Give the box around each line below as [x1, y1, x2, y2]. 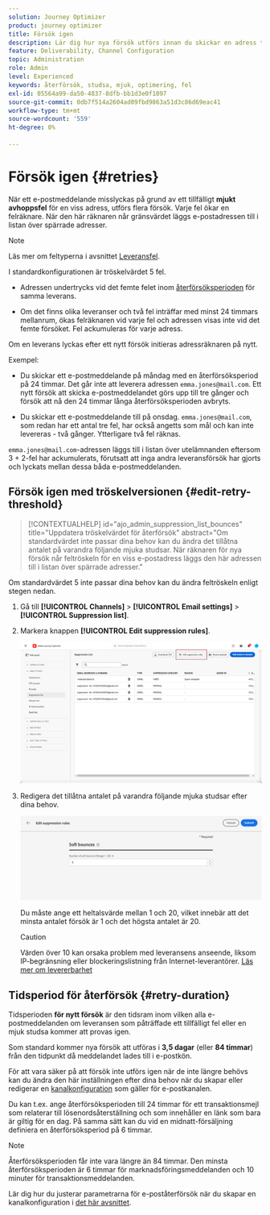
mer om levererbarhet [19, 965, 92, 975]
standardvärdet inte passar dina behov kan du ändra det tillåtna [27, 536, 239, 545]
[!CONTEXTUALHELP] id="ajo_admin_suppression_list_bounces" [27, 519, 243, 529]
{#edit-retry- [185, 485, 252, 499]
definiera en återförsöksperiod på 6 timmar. [8, 1125, 153, 1135]
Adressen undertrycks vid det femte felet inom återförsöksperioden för [19, 282, 256, 292]
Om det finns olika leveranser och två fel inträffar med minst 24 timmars [19, 306, 259, 316]
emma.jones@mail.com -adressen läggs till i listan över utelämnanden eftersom [8, 444, 261, 454]
